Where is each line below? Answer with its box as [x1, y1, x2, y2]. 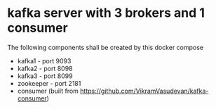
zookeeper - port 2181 [17, 79, 81, 87]
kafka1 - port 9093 [17, 56, 72, 65]
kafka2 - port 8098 [17, 64, 73, 72]
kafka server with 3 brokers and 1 [7, 5, 205, 21]
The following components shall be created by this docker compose [7, 43, 204, 51]
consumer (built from [17, 86, 79, 95]
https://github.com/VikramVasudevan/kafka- [80, 86, 209, 95]
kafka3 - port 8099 [17, 72, 73, 80]
